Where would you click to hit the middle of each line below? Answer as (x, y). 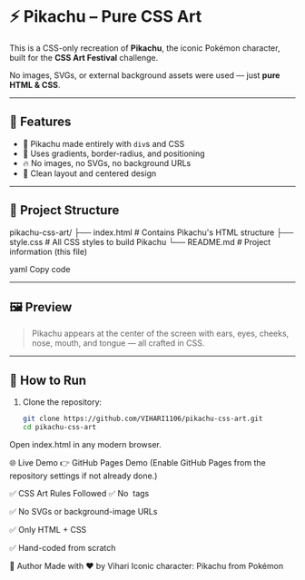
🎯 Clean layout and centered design (89, 173)
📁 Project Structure (64, 210)
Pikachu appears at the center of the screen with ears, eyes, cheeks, (160, 334)
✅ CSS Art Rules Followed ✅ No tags (79, 493)
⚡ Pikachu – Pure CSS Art (106, 17)
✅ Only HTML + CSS (48, 529)
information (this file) (49, 251)
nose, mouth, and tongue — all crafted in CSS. (118, 343)
